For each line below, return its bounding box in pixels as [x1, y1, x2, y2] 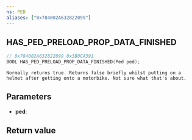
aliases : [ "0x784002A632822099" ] [6, 15, 91, 21]
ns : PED [6, 9, 26, 15]
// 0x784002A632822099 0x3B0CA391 [6, 53, 94, 60]
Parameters [6, 92, 52, 102]
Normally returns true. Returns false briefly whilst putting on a [6, 70, 182, 76]
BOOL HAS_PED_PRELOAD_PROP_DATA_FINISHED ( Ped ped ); [6, 59, 140, 65]
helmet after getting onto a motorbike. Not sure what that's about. [6, 75, 187, 82]
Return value [6, 125, 56, 136]
